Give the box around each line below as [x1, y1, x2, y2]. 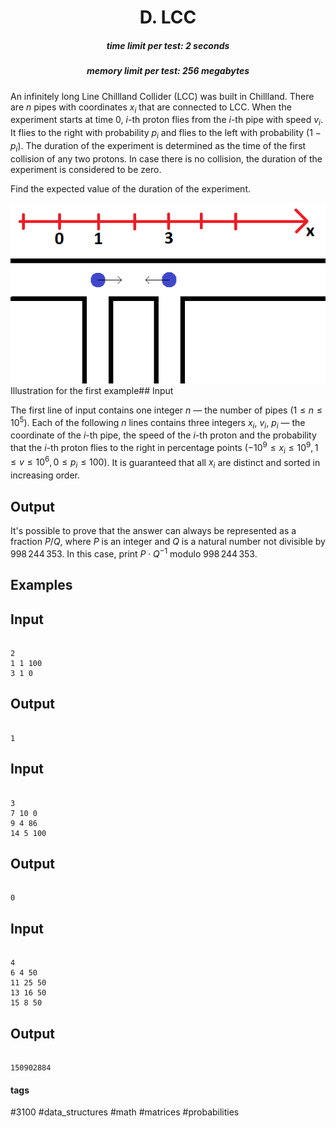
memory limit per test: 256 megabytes [86, 65, 250, 77]
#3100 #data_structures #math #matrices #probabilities [10, 1106, 240, 1118]
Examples [10, 577, 73, 594]
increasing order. [10, 469, 81, 481]
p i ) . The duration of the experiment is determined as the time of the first [10, 139, 307, 154]
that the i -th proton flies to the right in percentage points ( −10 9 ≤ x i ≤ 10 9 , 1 [10, 440, 319, 456]
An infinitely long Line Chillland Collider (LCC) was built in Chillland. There [10, 90, 315, 102]
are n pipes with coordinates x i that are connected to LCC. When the [10, 101, 292, 115]
